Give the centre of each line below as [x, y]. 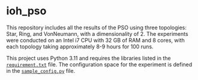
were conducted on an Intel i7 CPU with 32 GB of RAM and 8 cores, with [95, 40]
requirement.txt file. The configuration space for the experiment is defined [99, 64]
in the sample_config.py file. [41, 70]
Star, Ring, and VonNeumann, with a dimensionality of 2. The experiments [97, 33]
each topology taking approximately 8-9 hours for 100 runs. [80, 47]
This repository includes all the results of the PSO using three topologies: [97, 27]
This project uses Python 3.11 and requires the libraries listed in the [88, 58]
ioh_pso [26, 11]
